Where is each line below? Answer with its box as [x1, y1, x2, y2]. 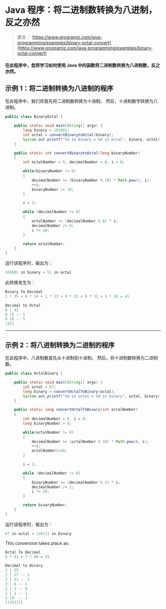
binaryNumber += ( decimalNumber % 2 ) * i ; [31, 480, 121, 485]
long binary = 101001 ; [23, 128, 70, 133]
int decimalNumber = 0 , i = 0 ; [23, 416, 87, 422]
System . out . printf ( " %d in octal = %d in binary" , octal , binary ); [23, 393, 163, 398]
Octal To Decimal [5, 550, 41, 555]
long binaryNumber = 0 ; [23, 421, 72, 426]
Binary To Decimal [5, 290, 43, 295]
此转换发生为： [5, 280, 36, 286]
